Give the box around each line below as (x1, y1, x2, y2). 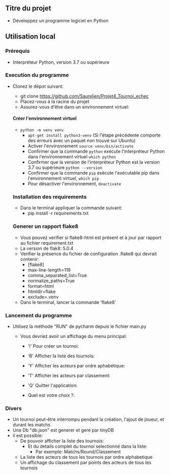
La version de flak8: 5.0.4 (20, 245, 74, 251)
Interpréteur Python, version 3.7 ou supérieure (12, 59, 110, 65)
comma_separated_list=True (27, 272, 87, 278)
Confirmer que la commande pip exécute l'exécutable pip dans (27, 170, 160, 176)
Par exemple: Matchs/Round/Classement (35, 449, 121, 455)
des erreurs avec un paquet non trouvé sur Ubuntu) (27, 138, 136, 144)
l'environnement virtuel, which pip (27, 175, 99, 181)
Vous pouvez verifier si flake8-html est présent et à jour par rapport (20, 234, 162, 241)
